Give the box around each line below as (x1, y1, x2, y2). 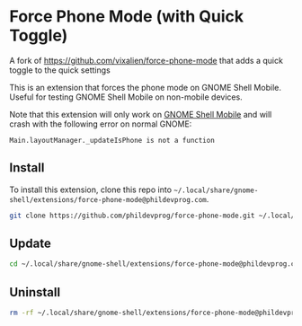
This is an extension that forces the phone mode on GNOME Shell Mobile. (9, 82, 281, 93)
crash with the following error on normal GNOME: (9, 119, 192, 129)
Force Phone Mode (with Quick (9, 6, 244, 27)
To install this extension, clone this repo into (9, 184, 173, 195)
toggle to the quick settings (9, 65, 111, 75)
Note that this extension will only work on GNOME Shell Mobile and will (9, 109, 272, 119)
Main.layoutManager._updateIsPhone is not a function (9, 136, 216, 145)
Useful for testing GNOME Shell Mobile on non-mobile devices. (9, 92, 243, 102)
